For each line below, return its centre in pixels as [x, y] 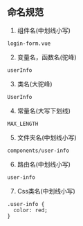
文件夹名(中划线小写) [47, 138]
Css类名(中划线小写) [46, 191]
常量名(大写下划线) [44, 111]
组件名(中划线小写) [44, 30]
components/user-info [38, 151]
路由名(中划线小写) [44, 164]
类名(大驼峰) [35, 84]
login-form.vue [29, 44]
